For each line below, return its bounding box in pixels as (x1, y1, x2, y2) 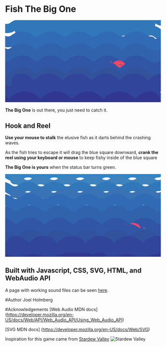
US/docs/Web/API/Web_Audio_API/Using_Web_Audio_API (5, 317, 123, 323)
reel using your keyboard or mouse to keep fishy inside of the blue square (5, 154, 158, 161)
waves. (5, 140, 20, 146)
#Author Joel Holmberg (5, 297, 53, 303)
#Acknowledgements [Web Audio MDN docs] (5, 306, 98, 312)
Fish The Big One (5, 3, 77, 15)
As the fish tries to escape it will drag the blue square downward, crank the (5, 150, 159, 155)
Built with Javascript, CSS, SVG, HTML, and (5, 267, 142, 275)
